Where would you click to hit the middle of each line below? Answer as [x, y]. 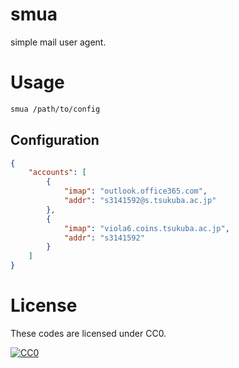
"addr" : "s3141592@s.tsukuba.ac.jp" [140, 201]
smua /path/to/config [55, 109]
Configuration [55, 140]
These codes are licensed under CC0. [88, 333]
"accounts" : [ [57, 173]
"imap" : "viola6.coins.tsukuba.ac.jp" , [146, 228]
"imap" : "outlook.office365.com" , [135, 191]
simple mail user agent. [58, 42]
